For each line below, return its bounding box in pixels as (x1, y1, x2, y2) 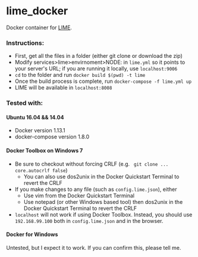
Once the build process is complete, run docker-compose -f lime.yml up (14, 78, 192, 85)
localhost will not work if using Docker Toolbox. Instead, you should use (14, 210, 193, 218)
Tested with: (6, 99, 43, 107)
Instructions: (6, 39, 45, 47)
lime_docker (6, 4, 68, 18)
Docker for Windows (6, 231, 58, 238)
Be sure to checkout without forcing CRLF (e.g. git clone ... (14, 160, 169, 168)
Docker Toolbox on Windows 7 (6, 147, 83, 154)
